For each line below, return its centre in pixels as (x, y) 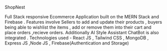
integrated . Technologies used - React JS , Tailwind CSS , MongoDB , (77, 38)
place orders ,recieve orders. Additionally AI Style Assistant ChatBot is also (82, 32)
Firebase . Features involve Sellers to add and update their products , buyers (83, 22)
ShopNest (15, 7)
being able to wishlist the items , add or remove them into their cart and (78, 27)
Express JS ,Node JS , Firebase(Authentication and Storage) (67, 43)
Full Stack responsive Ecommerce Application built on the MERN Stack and (82, 17)
